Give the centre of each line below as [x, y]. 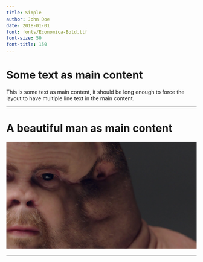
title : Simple [24, 13]
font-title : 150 [27, 45]
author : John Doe [28, 19]
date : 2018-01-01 [28, 25]
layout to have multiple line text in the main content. [70, 98]
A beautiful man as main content [89, 128]
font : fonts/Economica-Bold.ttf [47, 32]
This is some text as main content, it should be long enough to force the [96, 92]
